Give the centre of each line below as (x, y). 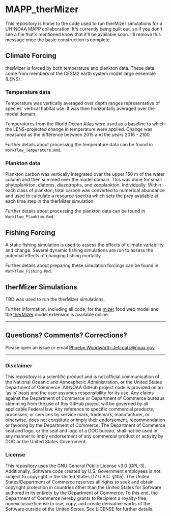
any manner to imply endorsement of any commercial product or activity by (84, 436)
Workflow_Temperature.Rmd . (33, 150)
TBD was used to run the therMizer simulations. (55, 299)
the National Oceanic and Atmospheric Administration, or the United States (84, 382)
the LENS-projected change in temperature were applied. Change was (79, 129)
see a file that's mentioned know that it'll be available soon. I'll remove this (83, 34)
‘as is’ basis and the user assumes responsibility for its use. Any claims (80, 393)
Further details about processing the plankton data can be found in (75, 211)
